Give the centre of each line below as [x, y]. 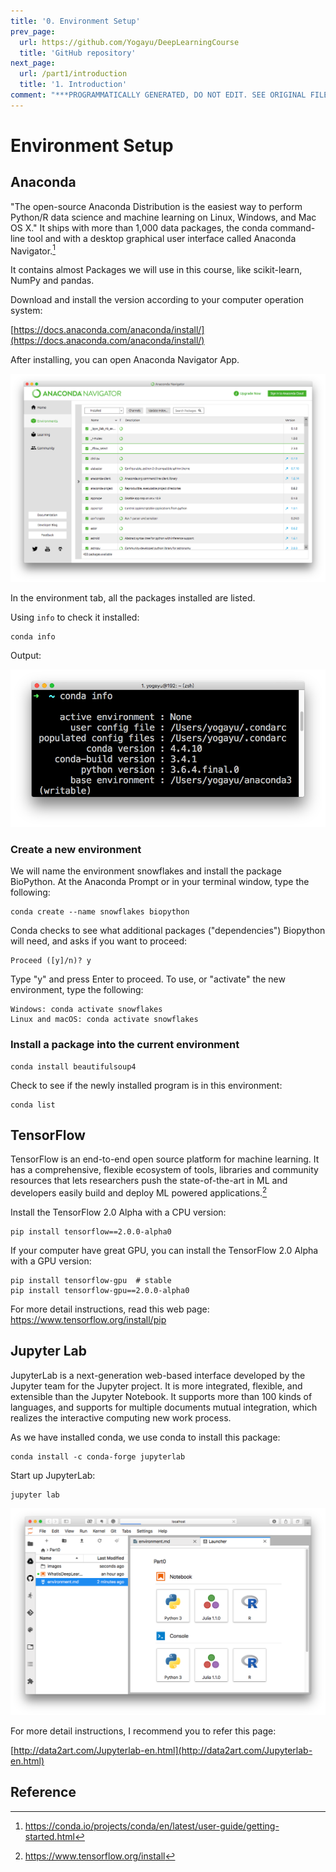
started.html [49, 1836]
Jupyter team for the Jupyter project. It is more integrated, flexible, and [156, 1386]
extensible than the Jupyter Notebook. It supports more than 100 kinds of [161, 1396]
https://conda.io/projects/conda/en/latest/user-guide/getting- [152, 1826]
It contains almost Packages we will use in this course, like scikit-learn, [156, 270]
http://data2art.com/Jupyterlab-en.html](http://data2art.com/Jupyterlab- [163, 1751]
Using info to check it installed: [75, 617]
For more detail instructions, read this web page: [110, 1309]
